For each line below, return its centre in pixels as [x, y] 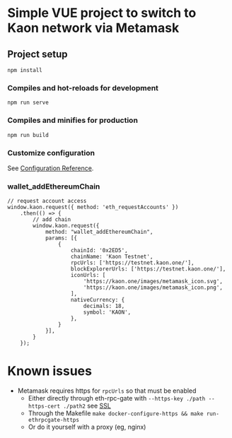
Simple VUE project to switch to [102, 13]
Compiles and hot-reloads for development [83, 88]
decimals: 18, [104, 306]
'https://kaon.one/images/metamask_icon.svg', [153, 282]
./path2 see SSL [87, 406]
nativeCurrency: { [98, 300]
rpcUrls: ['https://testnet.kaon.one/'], [132, 263]
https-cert [44, 407]
